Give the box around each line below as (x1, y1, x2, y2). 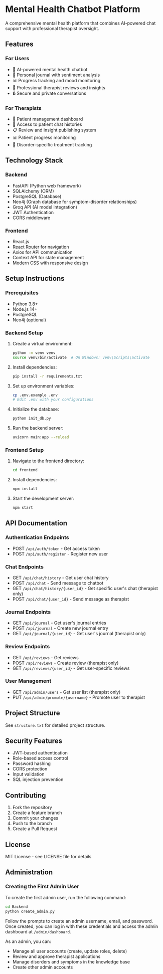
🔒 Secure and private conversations (12, 90, 87, 96)
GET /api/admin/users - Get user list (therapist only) (12, 689, 121, 695)
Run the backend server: (12, 425, 64, 431)
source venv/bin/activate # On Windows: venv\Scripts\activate (12, 355, 150, 360)
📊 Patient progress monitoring (12, 134, 76, 140)
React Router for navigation (12, 244, 69, 250)
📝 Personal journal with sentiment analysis (12, 72, 100, 78)
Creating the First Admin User (5, 883, 79, 890)
